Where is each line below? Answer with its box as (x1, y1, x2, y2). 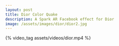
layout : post (5, 7, 33, 12)
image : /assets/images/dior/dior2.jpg (5, 21, 87, 26)
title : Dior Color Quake (5, 12, 58, 17)
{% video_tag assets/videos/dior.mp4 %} (5, 35, 91, 41)
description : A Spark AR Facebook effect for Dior (5, 16, 114, 21)
